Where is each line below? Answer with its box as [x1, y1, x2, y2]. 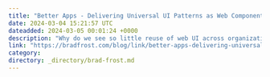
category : [8, 49, 42, 57]
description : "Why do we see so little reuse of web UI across [8, 34, 225, 43]
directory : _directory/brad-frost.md [8, 57, 135, 65]
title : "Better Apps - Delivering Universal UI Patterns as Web [8, 11, 228, 20]
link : [8, 42, 27, 50]
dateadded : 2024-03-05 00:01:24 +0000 [8, 26, 138, 34]
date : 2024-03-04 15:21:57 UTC [8, 19, 113, 27]
